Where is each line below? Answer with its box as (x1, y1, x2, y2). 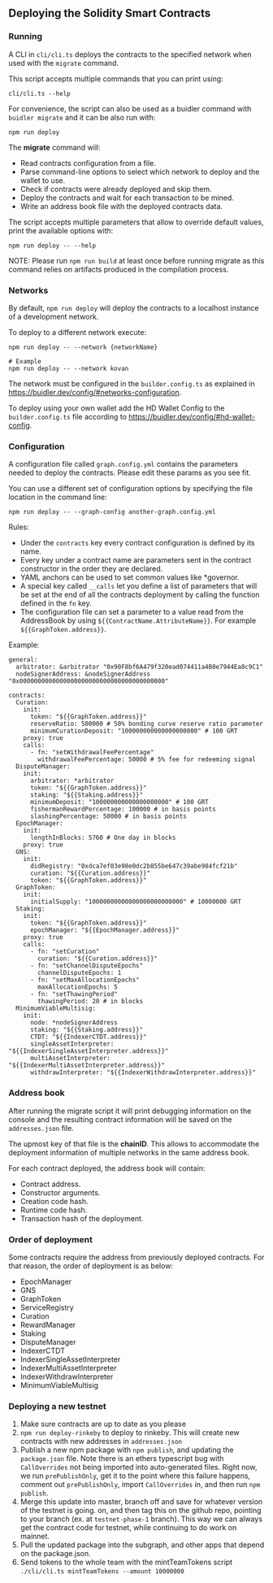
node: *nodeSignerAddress (29, 1019, 118, 1027)
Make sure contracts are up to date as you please (19, 1419, 187, 1429)
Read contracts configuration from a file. (19, 158, 156, 167)
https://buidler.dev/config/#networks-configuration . (8, 387, 182, 397)
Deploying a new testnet (8, 1400, 107, 1411)
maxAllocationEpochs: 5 (37, 983, 118, 991)
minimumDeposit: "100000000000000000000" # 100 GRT (29, 798, 209, 807)
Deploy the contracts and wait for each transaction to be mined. (19, 193, 234, 202)
